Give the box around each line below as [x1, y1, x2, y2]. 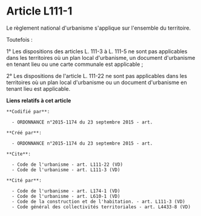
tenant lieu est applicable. [6, 85, 71, 92]
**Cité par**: [6, 177, 42, 183]
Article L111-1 [6, 4, 73, 18]
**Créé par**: [6, 129, 42, 136]
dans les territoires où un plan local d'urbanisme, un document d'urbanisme [6, 54, 196, 61]
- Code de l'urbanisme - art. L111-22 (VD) [12, 162, 123, 168]
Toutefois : [6, 36, 33, 43]
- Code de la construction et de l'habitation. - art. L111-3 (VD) [12, 198, 186, 205]
